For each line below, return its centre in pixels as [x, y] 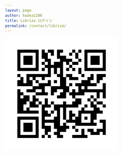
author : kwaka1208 [24, 15]
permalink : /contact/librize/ [36, 26]
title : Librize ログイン [29, 20]
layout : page [18, 10]
